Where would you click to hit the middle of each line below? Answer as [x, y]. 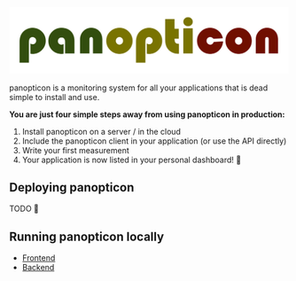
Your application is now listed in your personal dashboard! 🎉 [132, 160]
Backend [38, 268]
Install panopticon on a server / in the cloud [101, 131]
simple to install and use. [55, 97]
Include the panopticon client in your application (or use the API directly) [154, 141]
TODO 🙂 [24, 209]
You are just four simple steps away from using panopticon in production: [147, 114]
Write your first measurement [76, 150]
